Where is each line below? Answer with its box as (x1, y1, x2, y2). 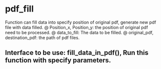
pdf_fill (5, 3, 34, 14)
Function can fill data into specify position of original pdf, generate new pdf (5, 19, 156, 25)
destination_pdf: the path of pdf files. (5, 35, 80, 41)
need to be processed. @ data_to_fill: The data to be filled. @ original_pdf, (5, 29, 154, 35)
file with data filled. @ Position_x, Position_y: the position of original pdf (5, 24, 148, 30)
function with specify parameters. (5, 56, 111, 65)
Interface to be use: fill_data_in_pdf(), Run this (5, 49, 149, 57)
